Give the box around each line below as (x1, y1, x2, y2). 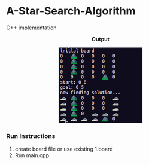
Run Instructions (6, 132, 56, 140)
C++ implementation (6, 24, 57, 31)
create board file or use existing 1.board (14, 145, 113, 153)
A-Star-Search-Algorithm (6, 4, 136, 18)
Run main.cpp (14, 152, 50, 159)
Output (92, 35, 110, 42)
